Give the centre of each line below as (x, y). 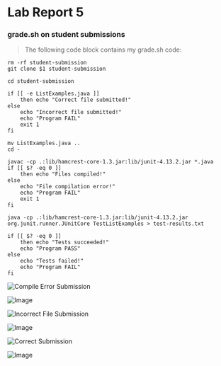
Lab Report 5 (46, 12)
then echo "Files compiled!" (63, 174)
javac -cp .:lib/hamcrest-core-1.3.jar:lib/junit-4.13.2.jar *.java (110, 162)
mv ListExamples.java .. (44, 143)
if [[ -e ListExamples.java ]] (53, 94)
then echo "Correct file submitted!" (76, 100)
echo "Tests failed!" (52, 261)
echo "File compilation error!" (68, 187)
